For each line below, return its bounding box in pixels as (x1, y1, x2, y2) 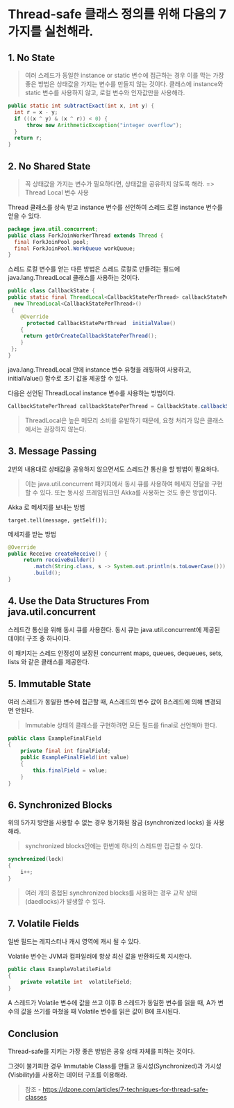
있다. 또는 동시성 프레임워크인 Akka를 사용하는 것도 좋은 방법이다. (40, 488, 217, 497)
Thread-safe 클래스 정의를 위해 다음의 (8, 6, 217, 22)
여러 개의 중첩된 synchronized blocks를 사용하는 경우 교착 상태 (24, 888, 197, 897)
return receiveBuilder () (23, 556, 96, 563)
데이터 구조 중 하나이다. (8, 634, 72, 643)
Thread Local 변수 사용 (24, 188, 89, 197)
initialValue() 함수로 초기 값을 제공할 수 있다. (8, 374, 128, 382)
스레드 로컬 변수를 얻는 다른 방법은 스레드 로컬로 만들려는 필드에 (8, 265, 181, 273)
